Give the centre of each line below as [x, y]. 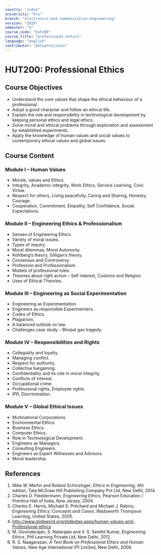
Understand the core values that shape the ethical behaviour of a [77, 99]
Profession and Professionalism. [44, 265]
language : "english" [26, 41]
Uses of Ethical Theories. [37, 281]
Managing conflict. [31, 358]
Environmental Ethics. [34, 422]
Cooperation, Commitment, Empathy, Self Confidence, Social [73, 206]
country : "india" [23, 9]
